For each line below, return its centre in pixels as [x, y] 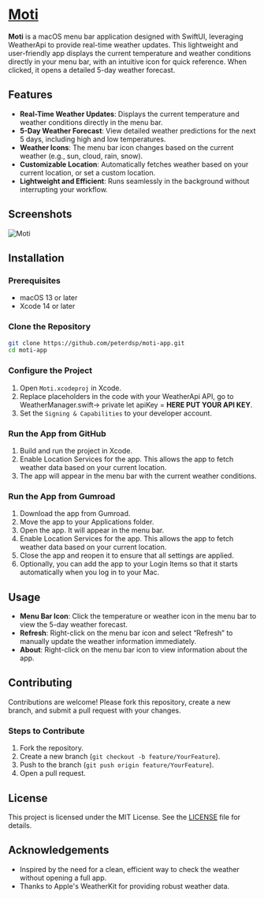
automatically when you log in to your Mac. [89, 572]
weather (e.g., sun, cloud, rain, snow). [81, 156]
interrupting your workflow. [63, 189]
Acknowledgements [59, 850]
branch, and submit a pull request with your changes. [95, 710]
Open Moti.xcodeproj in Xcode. [71, 388]
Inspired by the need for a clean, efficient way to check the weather [130, 869]
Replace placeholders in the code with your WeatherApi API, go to [126, 396]
